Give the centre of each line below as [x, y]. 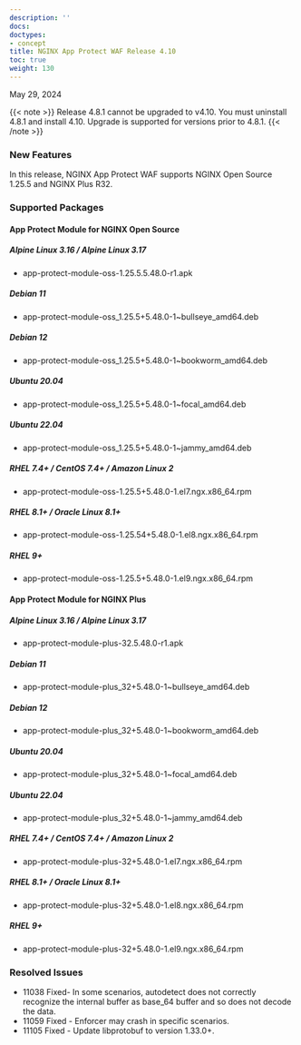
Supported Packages [57, 208]
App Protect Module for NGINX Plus [78, 599]
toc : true [28, 60]
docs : [19, 26]
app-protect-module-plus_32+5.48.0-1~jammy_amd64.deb [132, 817]
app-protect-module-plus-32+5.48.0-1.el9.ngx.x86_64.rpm [133, 949]
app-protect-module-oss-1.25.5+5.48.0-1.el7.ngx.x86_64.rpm [137, 491]
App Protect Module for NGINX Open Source [94, 229]
